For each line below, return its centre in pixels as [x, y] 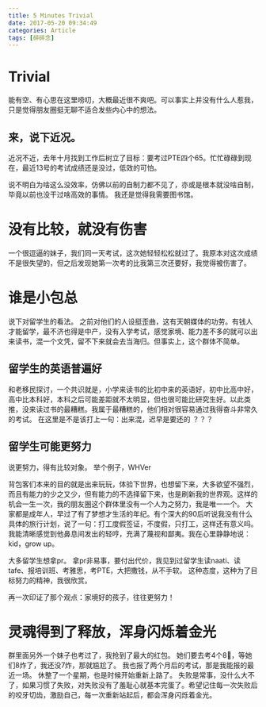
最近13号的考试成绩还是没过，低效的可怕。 [91, 168]
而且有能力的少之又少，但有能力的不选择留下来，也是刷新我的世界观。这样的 [133, 494]
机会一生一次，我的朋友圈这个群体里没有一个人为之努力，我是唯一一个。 [126, 504]
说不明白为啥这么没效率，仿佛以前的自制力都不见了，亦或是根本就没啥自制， [133, 184]
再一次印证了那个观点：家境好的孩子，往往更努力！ [91, 597]
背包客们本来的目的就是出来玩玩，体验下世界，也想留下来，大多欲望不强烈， [133, 484]
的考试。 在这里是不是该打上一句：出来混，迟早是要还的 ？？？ [111, 419]
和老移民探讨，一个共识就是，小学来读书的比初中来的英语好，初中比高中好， [133, 389]
